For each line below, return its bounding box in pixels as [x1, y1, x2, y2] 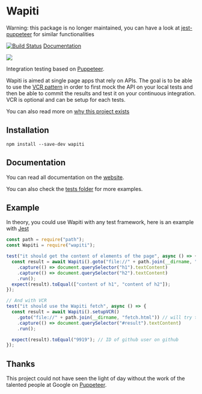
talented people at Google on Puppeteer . [6, 381, 107, 389]
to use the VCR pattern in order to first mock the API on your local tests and [6, 83, 194, 90]
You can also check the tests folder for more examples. [6, 185, 143, 192]
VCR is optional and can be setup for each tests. [6, 96, 126, 103]
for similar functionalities [33, 30, 94, 37]
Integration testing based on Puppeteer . [6, 65, 105, 72]
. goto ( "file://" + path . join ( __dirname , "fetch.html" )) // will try [17, 314, 192, 321]
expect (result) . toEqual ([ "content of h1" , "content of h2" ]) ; [11, 281, 171, 287]
